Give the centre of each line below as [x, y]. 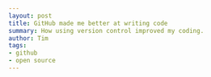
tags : [17, 46]
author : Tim [28, 38]
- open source [32, 61]
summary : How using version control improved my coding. [106, 30]
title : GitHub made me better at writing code [88, 23]
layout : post [30, 16]
